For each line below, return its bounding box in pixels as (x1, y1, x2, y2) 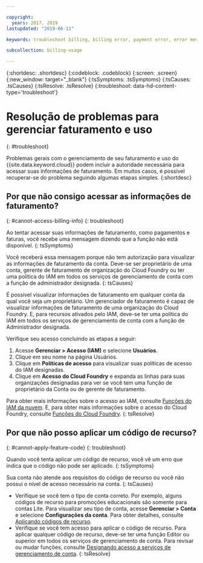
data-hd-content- (132, 83, 177, 90)
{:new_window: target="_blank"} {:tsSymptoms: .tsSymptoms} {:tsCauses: (6, 76, 192, 83)
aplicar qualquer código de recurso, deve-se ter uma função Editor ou (14, 530, 190, 538)
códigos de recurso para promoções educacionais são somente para (14, 498, 187, 505)
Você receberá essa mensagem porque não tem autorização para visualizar (6, 253, 195, 261)
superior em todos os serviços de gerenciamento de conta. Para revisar (14, 537, 194, 544)
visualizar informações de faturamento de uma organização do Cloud (6, 304, 179, 311)
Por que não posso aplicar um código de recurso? (6, 428, 197, 438)
